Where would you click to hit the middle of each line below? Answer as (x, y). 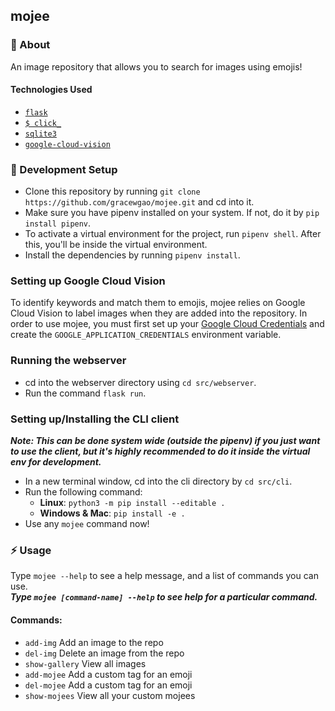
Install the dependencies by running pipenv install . (132, 255)
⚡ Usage (31, 550)
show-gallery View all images (85, 663)
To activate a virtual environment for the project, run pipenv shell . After (173, 234)
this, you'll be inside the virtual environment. (116, 245)
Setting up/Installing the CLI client (95, 419)
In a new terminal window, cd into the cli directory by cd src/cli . (158, 481)
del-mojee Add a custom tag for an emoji (108, 685)
